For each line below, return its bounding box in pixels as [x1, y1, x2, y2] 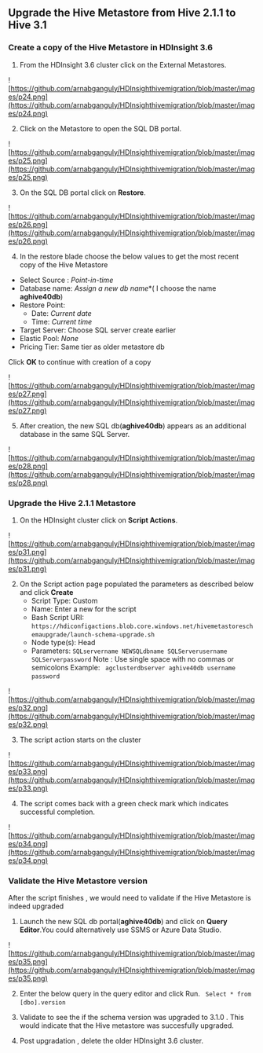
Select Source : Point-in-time [19, 275, 114, 284]
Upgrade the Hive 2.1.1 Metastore [8, 497, 136, 508]
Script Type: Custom [31, 596, 98, 605]
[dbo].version [19, 999, 66, 1007]
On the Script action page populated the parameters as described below [19, 579, 254, 589]
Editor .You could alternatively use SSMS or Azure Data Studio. [19, 925, 222, 934]
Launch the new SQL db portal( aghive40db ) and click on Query [19, 917, 228, 926]
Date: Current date [31, 308, 92, 317]
